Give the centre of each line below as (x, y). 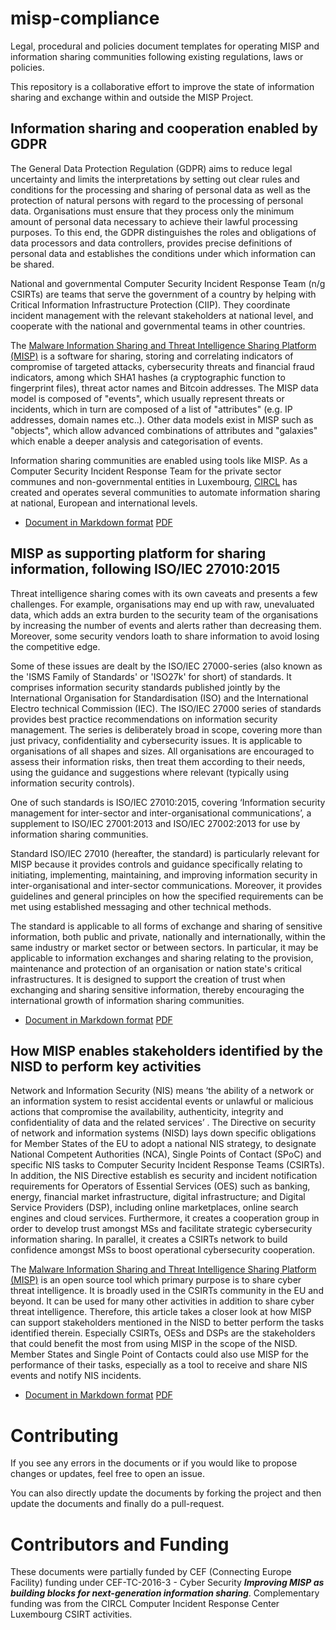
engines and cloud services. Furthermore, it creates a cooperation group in (165, 1218)
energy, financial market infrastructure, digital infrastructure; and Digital (158, 1197)
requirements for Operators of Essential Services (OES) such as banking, (160, 1186)
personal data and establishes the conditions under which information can (163, 253)
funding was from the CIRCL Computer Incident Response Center (145, 1604)
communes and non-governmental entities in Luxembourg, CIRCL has (154, 481)
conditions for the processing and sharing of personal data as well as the (160, 189)
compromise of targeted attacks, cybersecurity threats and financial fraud (162, 366)
